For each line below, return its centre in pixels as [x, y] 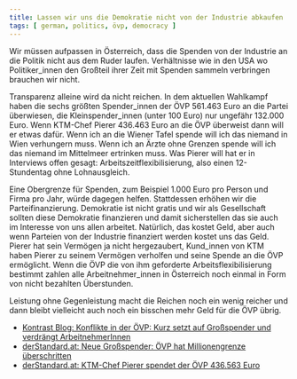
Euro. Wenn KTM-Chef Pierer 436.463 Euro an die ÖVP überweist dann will [146, 124]
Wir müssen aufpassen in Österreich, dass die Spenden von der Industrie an [148, 51]
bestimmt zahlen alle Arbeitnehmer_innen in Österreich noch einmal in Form [148, 274]
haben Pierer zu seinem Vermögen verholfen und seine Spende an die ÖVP [146, 255]
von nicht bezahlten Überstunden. [71, 283]
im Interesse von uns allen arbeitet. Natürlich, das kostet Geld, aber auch [142, 226]
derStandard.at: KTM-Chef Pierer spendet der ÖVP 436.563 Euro [141, 365]
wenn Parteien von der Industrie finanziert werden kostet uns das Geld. [139, 236]
